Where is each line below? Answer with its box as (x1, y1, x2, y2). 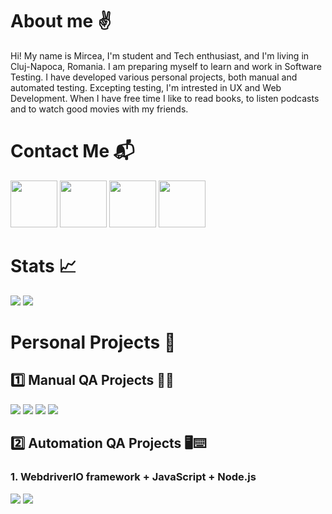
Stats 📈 (10, 255, 77, 278)
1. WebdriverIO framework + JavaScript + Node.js (10, 470, 257, 484)
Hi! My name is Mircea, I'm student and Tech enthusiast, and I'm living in (10, 49, 310, 62)
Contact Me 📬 (10, 140, 135, 163)
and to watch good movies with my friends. (10, 103, 189, 115)
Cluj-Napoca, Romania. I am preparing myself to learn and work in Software (10, 60, 322, 72)
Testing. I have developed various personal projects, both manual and (10, 71, 298, 83)
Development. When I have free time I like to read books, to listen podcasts (10, 92, 320, 104)
